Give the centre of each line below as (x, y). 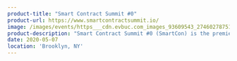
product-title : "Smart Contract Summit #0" (72, 14)
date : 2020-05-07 (33, 40)
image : (17, 27)
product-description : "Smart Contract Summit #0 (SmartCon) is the (109, 33)
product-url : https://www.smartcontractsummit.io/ (83, 20)
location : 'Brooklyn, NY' (45, 46)
